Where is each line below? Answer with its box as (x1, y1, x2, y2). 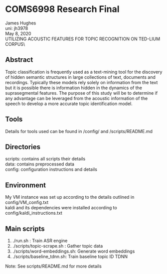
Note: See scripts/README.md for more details (5, 263, 102, 269)
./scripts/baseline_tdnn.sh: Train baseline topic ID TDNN (12, 254, 128, 260)
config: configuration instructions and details (5, 166, 97, 172)
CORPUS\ (5, 41, 25, 47)
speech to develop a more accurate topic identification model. (5, 101, 133, 107)
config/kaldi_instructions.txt (5, 210, 62, 216)
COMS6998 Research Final (5, 3, 120, 15)
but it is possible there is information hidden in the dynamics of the (5, 85, 142, 91)
